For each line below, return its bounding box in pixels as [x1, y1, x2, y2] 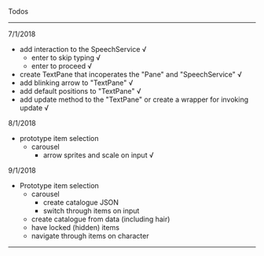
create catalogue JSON [42, 198, 119, 207]
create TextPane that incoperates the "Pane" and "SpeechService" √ [19, 70, 242, 79]
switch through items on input [42, 206, 140, 215]
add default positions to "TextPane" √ [19, 87, 141, 95]
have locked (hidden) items [31, 223, 120, 232]
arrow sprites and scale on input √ [42, 150, 154, 160]
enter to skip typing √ [31, 53, 101, 62]
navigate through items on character [31, 232, 149, 240]
